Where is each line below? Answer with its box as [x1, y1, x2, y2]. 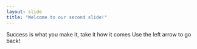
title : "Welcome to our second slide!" [6, 14, 108, 20]
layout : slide [6, 8, 43, 15]
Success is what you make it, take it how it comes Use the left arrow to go [6, 30, 192, 38]
